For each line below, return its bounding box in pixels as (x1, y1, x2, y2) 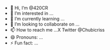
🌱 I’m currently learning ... (10, 16, 65, 21)
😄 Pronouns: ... (10, 34, 43, 40)
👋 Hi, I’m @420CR (10, 5, 49, 11)
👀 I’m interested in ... (10, 10, 54, 16)
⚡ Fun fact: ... (10, 40, 38, 46)
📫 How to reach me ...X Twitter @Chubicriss (10, 27, 105, 33)
